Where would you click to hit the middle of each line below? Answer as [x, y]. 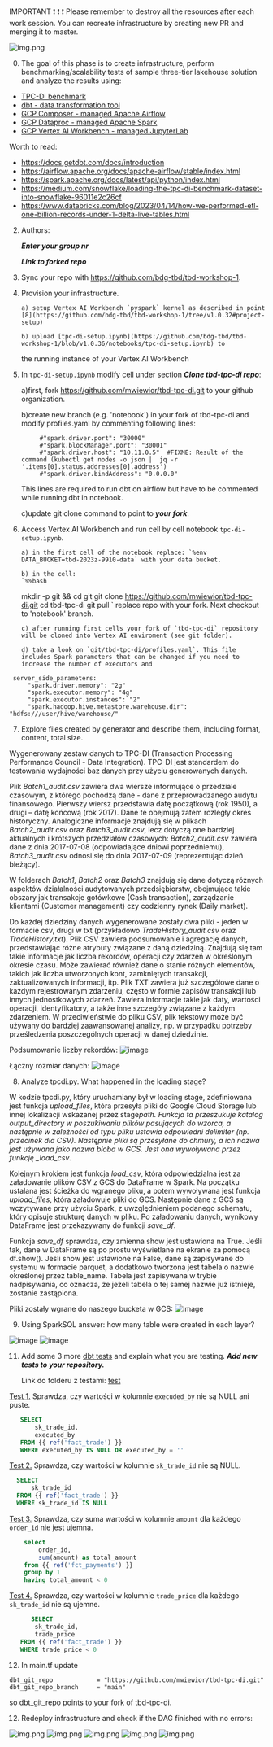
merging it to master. [44, 32]
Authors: [35, 230]
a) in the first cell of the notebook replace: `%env [114, 552]
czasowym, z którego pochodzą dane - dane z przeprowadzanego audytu [134, 795]
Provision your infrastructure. [70, 293]
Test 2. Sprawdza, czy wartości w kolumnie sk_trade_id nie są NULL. [125, 1465]
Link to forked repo [54, 262]
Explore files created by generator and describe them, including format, [141, 729]
